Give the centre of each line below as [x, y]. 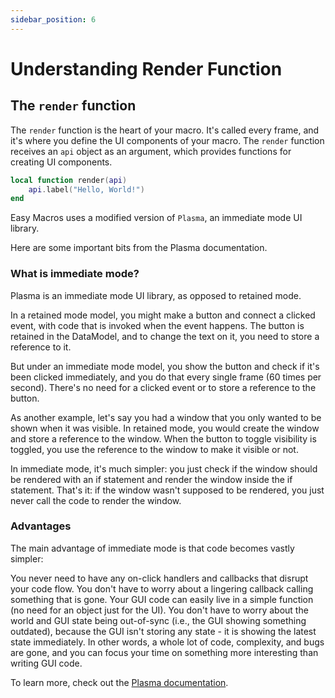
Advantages [41, 526]
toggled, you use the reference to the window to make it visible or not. [154, 449]
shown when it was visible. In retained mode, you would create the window [165, 428]
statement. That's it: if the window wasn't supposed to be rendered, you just [167, 490]
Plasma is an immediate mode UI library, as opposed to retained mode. [156, 295]
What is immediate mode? [75, 274]
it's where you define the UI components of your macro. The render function [167, 140]
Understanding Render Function [146, 68]
